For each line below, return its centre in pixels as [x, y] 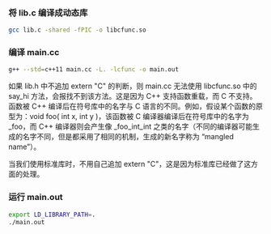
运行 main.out [36, 198]
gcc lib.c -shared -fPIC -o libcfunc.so [78, 30]
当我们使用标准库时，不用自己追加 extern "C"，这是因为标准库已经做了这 [130, 164]
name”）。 [25, 147]
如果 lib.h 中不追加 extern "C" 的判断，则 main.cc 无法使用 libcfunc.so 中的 [133, 86]
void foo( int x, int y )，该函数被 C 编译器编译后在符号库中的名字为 [139, 117]
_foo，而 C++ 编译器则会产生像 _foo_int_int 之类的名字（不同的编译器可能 [131, 126]
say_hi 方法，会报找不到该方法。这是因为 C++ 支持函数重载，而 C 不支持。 [133, 96]
